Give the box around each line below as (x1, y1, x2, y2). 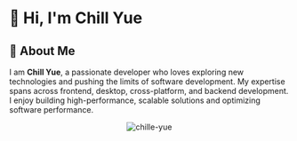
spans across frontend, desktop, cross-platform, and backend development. (9, 86, 289, 96)
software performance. (9, 105, 94, 114)
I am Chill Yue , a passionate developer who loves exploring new (9, 67, 245, 77)
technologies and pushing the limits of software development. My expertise (9, 76, 286, 87)
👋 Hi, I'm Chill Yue (9, 8, 143, 28)
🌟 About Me (9, 43, 76, 59)
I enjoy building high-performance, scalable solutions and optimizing (9, 95, 261, 106)
